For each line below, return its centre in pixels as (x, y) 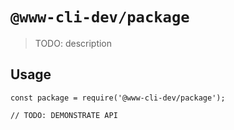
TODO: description (73, 43)
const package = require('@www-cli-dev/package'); (118, 98)
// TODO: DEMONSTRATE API (64, 115)
